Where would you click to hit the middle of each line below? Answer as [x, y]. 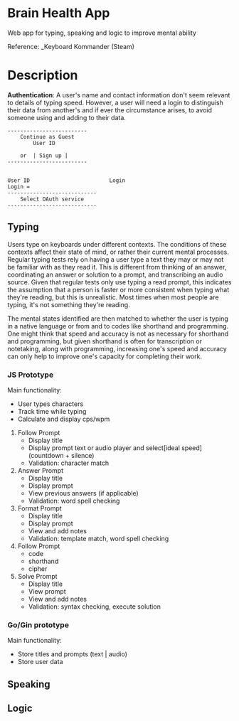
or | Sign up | [44, 155]
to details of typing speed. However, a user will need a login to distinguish [116, 102]
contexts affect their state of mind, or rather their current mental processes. [118, 252]
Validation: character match [69, 463]
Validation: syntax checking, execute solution [95, 607]
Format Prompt [39, 508]
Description [43, 75]
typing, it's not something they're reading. [69, 304]
